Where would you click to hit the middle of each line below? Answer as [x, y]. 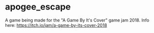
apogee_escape [38, 7]
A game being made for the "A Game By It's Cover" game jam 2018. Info [77, 20]
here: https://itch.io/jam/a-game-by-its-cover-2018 [56, 25]
